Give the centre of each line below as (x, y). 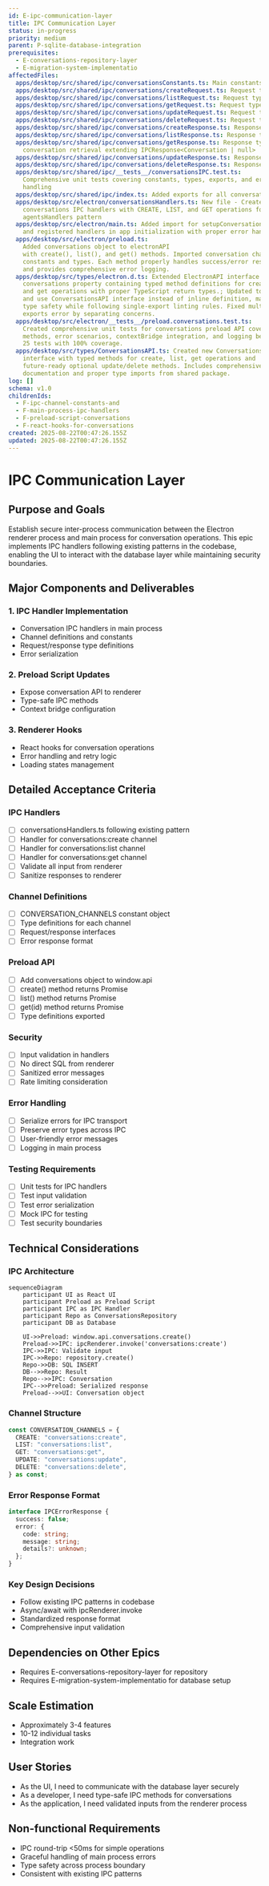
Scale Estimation (51, 1705)
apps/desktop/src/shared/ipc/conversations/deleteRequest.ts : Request (136, 120)
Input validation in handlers (64, 1055)
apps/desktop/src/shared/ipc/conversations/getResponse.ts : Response (134, 142)
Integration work (47, 1742)
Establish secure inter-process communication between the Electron (121, 529)
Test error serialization (57, 1205)
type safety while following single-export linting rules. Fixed (134, 306)
